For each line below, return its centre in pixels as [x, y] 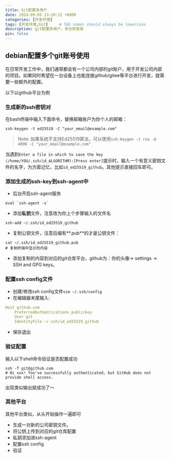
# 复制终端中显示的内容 [27, 248]
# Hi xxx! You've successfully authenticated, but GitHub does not [78, 373]
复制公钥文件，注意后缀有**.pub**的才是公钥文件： [66, 233]
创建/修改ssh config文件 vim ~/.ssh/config [57, 291]
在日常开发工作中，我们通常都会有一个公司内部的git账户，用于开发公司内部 [84, 69]
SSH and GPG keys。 [35, 265]
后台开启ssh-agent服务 [37, 194]
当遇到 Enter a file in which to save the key [54, 154]
